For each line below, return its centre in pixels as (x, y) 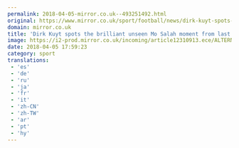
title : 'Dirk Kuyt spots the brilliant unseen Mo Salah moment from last (119, 34)
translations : (28, 60)
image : (17, 41)
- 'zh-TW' (25, 113)
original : (22, 21)
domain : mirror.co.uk (39, 27)
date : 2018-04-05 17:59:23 (47, 47)
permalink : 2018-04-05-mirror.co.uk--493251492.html (87, 14)
